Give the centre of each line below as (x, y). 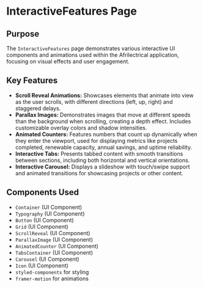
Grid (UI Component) (42, 227)
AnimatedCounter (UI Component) (57, 246)
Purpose (23, 34)
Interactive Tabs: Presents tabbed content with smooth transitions (99, 153)
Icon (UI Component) (42, 265)
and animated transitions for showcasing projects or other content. (99, 173)
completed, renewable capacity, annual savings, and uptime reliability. (104, 147)
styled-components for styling (52, 272)
